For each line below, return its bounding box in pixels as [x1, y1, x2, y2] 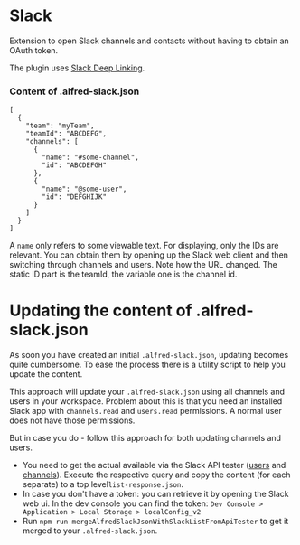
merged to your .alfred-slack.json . [22, 525, 158, 536]
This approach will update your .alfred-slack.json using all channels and [9, 386, 286, 398]
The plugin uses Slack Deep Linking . [9, 62, 145, 73]
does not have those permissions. [9, 415, 136, 426]
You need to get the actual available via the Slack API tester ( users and [22, 460, 286, 471]
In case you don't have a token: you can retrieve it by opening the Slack [22, 489, 289, 500]
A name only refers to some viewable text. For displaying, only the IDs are [9, 240, 279, 251]
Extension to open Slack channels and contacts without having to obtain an [9, 35, 289, 46]
